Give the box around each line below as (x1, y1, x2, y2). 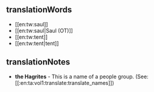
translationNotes (6, 57, 70, 68)
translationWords (6, 5, 72, 15)
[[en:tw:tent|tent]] (14, 39, 59, 47)
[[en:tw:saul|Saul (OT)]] (14, 27, 73, 34)
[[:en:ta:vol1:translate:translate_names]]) (14, 79, 115, 86)
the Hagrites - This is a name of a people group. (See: (14, 73, 149, 80)
